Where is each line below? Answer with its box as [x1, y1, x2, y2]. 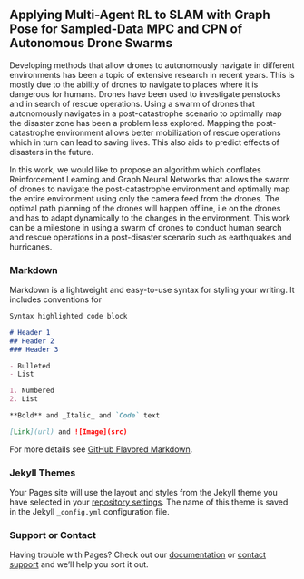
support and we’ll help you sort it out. [9, 559, 149, 570]
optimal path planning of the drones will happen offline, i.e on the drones [9, 202, 281, 213]
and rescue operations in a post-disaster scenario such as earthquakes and [9, 231, 292, 242]
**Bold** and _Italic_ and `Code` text [9, 411, 161, 420]
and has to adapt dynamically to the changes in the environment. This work [9, 212, 291, 223]
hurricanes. [9, 240, 53, 252]
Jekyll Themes [9, 466, 76, 479]
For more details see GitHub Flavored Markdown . [9, 444, 193, 455]
